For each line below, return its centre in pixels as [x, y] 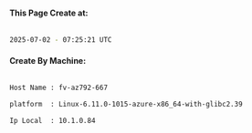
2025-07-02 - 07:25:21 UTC [61, 40]
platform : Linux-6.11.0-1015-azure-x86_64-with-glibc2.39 [126, 105]
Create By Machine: [48, 60]
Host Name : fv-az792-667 [58, 88]
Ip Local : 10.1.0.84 [52, 121]
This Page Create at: [49, 13]
